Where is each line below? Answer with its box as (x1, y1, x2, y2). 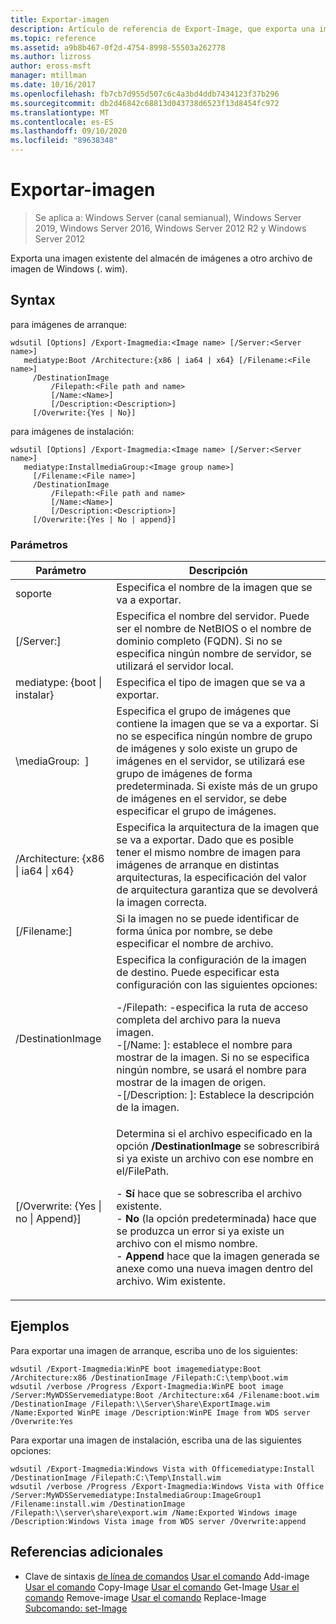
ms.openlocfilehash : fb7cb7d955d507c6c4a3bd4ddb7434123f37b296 (10, 89, 280, 99)
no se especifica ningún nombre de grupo (116, 729, 313, 743)
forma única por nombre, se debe (116, 924, 273, 938)
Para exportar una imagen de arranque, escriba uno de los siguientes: (10, 1344, 298, 1356)
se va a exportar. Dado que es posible (116, 833, 295, 847)
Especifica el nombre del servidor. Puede (116, 609, 310, 623)
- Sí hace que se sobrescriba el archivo (116, 1187, 303, 1201)
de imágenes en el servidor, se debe (116, 792, 288, 806)
